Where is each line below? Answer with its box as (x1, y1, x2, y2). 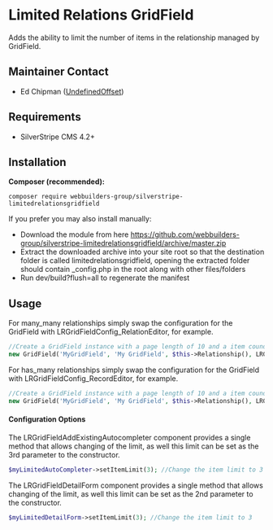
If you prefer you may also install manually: (8, 214, 152, 224)
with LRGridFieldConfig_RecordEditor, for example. (8, 373, 179, 383)
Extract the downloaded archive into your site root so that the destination (19, 247, 265, 257)
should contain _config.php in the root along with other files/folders (19, 265, 246, 274)
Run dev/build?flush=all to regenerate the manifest (19, 273, 190, 283)
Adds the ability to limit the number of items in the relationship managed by (8, 33, 260, 42)
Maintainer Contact (8, 65, 109, 79)
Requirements (8, 110, 81, 124)
